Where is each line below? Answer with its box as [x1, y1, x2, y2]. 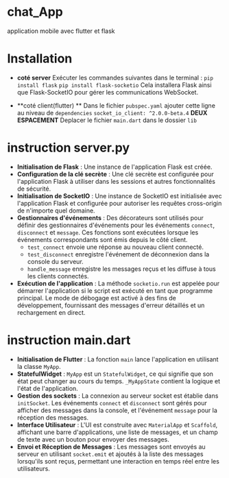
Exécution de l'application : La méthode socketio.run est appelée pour [16, 279, 220, 287]
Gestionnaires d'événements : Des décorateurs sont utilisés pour [16, 213, 204, 222]
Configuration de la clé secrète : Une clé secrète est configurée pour [16, 169, 214, 178]
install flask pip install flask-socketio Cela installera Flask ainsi [16, 80, 212, 89]
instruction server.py [7, 140, 130, 156]
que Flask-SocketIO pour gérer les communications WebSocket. [16, 88, 199, 96]
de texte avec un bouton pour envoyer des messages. [16, 435, 170, 443]
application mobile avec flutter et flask [7, 27, 115, 35]
